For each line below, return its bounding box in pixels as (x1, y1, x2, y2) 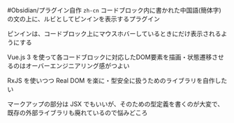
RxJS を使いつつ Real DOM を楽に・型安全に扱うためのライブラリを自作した (7, 76, 228, 85)
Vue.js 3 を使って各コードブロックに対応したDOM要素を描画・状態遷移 (7, 53, 212, 61)
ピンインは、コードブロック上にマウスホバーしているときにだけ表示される (7, 30, 221, 38)
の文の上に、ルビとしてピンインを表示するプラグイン (7, 15, 161, 23)
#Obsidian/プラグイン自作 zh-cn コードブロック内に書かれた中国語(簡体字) (7, 6, 221, 14)
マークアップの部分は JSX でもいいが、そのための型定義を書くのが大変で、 (7, 100, 224, 108)
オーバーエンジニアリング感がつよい (25, 62, 130, 69)
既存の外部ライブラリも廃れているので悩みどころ (7, 108, 148, 117)
